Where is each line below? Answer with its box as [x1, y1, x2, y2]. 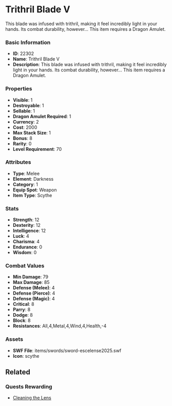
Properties [5, 85, 32, 92]
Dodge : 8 [12, 312, 33, 318]
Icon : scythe [12, 353, 40, 359]
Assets [5, 336, 24, 343]
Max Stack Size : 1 [12, 129, 51, 136]
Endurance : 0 [12, 244, 43, 250]
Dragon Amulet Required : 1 [12, 113, 71, 119]
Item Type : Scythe [12, 192, 52, 198]
